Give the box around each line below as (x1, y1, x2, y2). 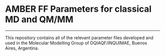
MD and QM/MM (5, 14, 74, 25)
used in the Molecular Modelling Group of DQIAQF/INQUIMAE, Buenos (5, 40, 147, 46)
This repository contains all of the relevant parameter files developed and (5, 34, 154, 40)
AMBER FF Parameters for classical (5, 3, 152, 15)
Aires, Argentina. (5, 45, 39, 51)
